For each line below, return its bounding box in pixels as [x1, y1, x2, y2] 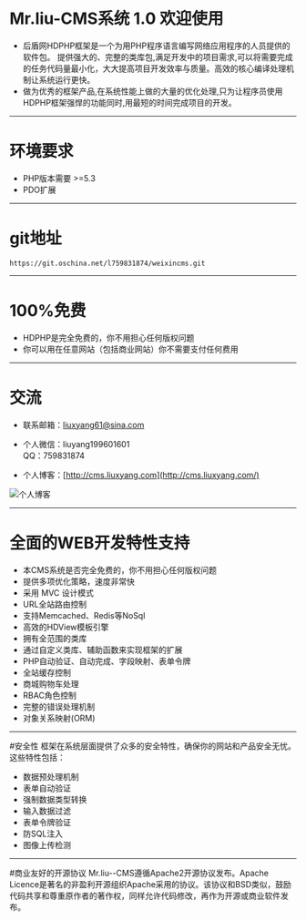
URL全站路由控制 [22, 599, 87, 609]
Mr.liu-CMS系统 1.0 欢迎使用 [9, 8, 224, 29]
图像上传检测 [22, 839, 71, 850]
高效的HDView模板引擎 [22, 621, 109, 632]
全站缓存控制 [22, 667, 71, 678]
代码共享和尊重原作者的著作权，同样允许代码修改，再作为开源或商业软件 [9, 890, 280, 901]
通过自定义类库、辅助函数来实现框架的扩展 [22, 644, 183, 655]
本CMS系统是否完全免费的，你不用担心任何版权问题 [22, 564, 217, 575]
